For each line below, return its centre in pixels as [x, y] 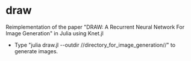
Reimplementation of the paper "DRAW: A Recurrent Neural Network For [95, 27]
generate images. [36, 51]
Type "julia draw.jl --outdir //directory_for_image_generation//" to [95, 45]
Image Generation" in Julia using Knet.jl [55, 33]
